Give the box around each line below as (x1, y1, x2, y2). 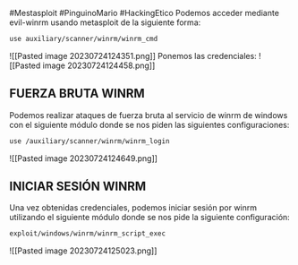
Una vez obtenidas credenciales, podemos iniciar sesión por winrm (9, 202, 258, 213)
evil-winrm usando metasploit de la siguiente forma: (9, 17, 201, 28)
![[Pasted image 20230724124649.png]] (9, 152, 158, 164)
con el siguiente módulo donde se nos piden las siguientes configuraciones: (9, 119, 290, 130)
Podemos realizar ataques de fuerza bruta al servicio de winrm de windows (9, 109, 288, 120)
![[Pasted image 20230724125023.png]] (9, 245, 158, 256)
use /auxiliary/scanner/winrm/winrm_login (9, 136, 170, 146)
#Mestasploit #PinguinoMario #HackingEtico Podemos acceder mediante (9, 8, 280, 18)
